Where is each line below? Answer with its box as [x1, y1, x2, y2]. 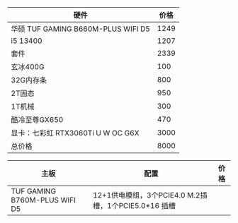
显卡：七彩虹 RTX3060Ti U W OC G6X [11, 128, 140, 138]
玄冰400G [11, 62, 45, 71]
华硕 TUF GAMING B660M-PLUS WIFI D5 [11, 24, 151, 34]
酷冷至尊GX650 [11, 115, 64, 124]
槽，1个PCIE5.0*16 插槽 [93, 201, 176, 210]
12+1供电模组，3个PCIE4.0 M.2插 [93, 191, 208, 200]
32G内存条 [11, 76, 47, 85]
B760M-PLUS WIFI [11, 195, 76, 205]
